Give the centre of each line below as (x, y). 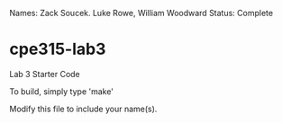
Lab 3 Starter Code (45, 74)
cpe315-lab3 (58, 49)
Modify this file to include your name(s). (83, 109)
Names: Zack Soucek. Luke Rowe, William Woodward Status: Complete (141, 13)
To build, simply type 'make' (62, 91)
